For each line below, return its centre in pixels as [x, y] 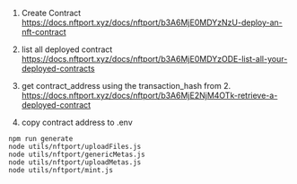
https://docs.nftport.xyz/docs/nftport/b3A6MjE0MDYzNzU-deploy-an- [152, 22]
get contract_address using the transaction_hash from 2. [126, 86]
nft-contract [44, 32]
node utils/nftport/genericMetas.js [77, 154]
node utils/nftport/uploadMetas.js [75, 162]
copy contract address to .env [77, 122]
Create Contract [51, 13]
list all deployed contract [67, 49]
